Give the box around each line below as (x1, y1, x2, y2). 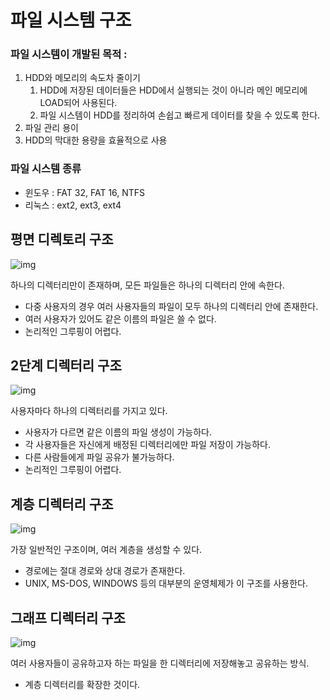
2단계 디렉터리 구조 (10, 357, 122, 374)
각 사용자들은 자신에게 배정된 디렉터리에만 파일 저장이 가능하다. (24, 439, 272, 451)
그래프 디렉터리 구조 (10, 609, 126, 626)
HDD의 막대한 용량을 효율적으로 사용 (24, 134, 168, 146)
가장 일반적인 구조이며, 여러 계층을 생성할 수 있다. (10, 544, 203, 556)
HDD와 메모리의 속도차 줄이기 (24, 72, 141, 84)
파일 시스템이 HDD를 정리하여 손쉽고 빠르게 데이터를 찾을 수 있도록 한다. (39, 109, 321, 121)
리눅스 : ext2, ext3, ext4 (24, 199, 122, 211)
